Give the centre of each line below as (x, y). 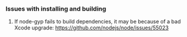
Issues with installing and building (56, 9)
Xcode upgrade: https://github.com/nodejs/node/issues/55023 (91, 28)
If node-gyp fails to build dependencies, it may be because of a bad (97, 22)
